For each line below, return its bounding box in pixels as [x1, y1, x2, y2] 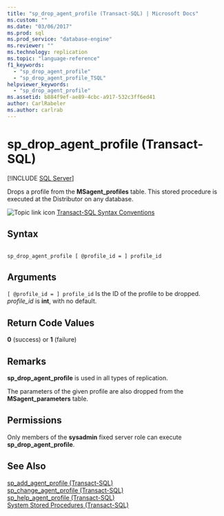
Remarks [7, 356, 47, 367]
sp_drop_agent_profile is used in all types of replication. [7, 374, 168, 382]
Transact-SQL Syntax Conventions [56, 208, 155, 216]
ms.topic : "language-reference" [7, 55, 100, 62]
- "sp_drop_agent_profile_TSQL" [13, 74, 107, 82]
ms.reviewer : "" [7, 42, 54, 49]
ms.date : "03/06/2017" [7, 23, 72, 30]
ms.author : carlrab [7, 107, 63, 113]
